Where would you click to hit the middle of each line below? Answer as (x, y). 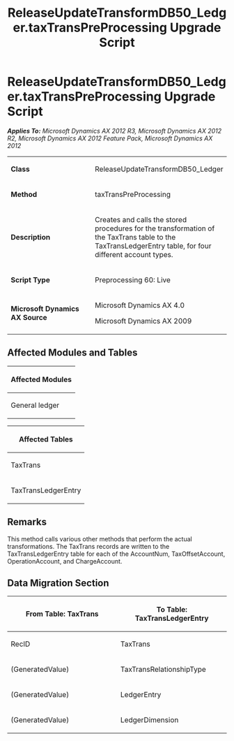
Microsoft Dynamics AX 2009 (143, 321)
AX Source (29, 317)
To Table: (172, 610)
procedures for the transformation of (155, 228)
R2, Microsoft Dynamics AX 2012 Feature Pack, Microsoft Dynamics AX (110, 138)
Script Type (30, 279)
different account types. (134, 254)
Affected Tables (46, 439)
